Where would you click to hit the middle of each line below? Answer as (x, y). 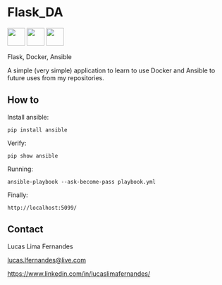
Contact (25, 229)
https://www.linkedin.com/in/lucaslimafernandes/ (79, 273)
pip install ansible (38, 130)
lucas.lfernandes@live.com (47, 260)
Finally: (18, 195)
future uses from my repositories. (56, 77)
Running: (20, 169)
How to (23, 100)
